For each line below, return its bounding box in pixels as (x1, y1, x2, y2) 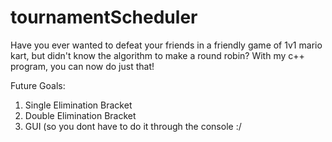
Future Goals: (10, 79, 66, 91)
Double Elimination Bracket (24, 109, 137, 121)
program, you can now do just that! (10, 60, 155, 72)
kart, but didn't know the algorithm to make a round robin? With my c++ (10, 49, 305, 61)
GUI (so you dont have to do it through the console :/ (24, 120, 242, 132)
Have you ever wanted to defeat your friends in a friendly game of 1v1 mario (10, 39, 323, 51)
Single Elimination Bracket (24, 99, 133, 111)
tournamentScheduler (10, 6, 198, 29)
